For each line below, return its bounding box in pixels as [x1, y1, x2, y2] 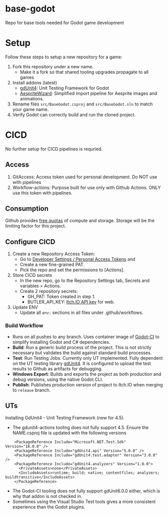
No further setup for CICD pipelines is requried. [5, 146, 103, 152]
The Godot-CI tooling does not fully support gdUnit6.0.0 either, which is [12, 488, 160, 494]
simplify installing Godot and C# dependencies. [12, 339, 110, 345]
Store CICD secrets [12, 272, 52, 278]
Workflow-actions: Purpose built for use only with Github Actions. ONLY [12, 184, 161, 190]
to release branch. [12, 387, 51, 393]
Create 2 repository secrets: [19, 288, 78, 294]
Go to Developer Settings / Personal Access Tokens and [19, 256, 135, 262]
